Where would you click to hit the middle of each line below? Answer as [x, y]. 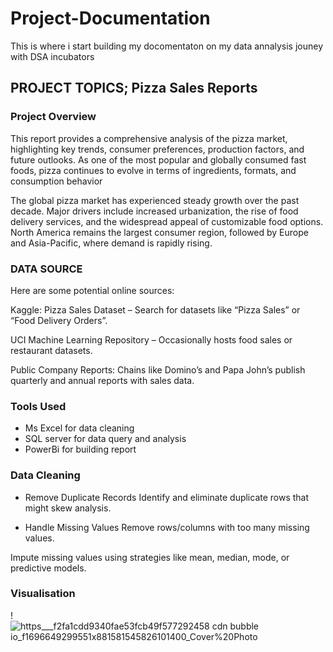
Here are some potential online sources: [92, 290]
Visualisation [43, 594]
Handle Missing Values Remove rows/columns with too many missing [167, 527]
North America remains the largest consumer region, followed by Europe [159, 232]
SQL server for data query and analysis [105, 439]
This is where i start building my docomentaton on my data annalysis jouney [167, 46]
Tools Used [38, 406]
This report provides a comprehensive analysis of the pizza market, [149, 138]
